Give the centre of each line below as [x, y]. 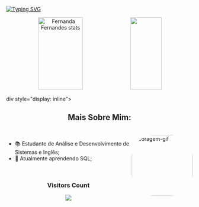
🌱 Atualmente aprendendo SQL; [53, 158]
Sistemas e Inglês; [37, 152]
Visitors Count [68, 185]
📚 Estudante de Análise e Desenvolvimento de [72, 143]
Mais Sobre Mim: [99, 117]
